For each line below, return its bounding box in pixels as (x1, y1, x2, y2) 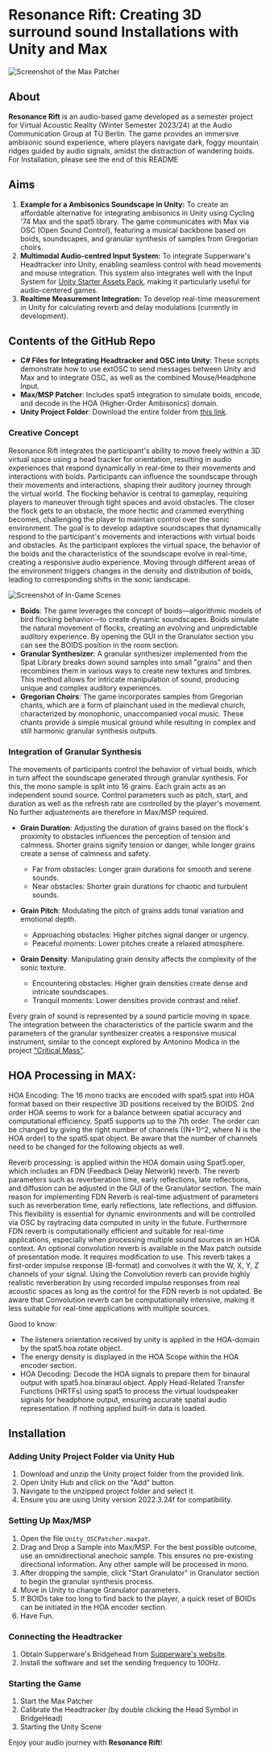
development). (19, 311, 69, 321)
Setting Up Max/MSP (8, 1515, 92, 1526)
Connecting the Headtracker (8, 1631, 123, 1642)
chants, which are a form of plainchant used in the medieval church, (19, 700, 246, 710)
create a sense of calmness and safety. (19, 848, 151, 858)
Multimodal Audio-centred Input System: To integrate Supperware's (19, 250, 251, 260)
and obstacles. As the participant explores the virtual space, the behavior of (8, 540, 260, 550)
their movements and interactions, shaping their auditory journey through (8, 480, 251, 489)
